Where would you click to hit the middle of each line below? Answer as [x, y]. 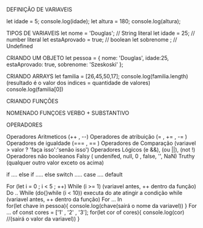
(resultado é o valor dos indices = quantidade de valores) [79, 83]
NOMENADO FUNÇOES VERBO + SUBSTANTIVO [68, 113]
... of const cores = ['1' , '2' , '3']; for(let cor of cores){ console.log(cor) [95, 212]
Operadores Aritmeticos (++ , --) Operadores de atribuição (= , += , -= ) [97, 137]
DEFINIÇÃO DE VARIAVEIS [39, 9]
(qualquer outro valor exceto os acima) [55, 163]
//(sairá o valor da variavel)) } [43, 219]
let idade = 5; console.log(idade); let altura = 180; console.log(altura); [94, 21]
